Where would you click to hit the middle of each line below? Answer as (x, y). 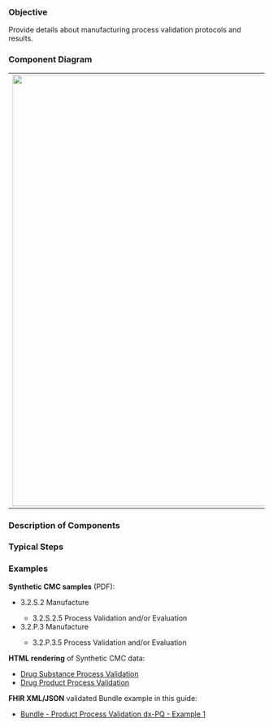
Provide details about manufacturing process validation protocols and (125, 30)
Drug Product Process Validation (75, 682)
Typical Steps (36, 547)
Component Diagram (50, 59)
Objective (28, 12)
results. (21, 38)
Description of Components (64, 525)
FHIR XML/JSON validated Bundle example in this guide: (103, 698)
